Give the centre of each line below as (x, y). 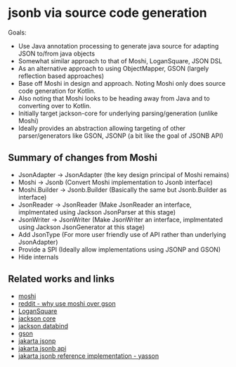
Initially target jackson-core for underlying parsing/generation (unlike (118, 113)
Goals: (17, 32)
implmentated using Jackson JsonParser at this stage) (97, 212)
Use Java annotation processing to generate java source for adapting (118, 46)
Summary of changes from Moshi (83, 158)
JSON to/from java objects (57, 53)
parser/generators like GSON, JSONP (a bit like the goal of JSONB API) (120, 136)
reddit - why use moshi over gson (67, 303)
